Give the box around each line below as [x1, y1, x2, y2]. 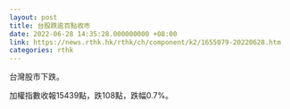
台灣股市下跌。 [9, 72, 64, 82]
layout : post [9, 12, 58, 22]
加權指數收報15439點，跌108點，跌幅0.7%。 [9, 90, 174, 101]
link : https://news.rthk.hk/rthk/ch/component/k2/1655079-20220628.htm [9, 37, 281, 47]
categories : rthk [9, 46, 74, 55]
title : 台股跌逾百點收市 [9, 21, 91, 30]
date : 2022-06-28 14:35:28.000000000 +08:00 [9, 29, 178, 38]
